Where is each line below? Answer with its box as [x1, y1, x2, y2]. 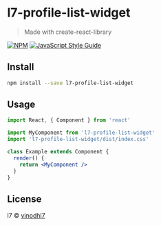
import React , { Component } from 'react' [7, 117, 131, 124]
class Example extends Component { [7, 149, 109, 156]
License [7, 193, 42, 205]
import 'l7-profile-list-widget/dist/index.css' [7, 136, 149, 143]
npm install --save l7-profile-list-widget [7, 79, 134, 86]
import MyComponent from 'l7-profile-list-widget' [7, 129, 155, 136]
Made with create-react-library [23, 28, 112, 36]
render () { [13, 154, 45, 162]
